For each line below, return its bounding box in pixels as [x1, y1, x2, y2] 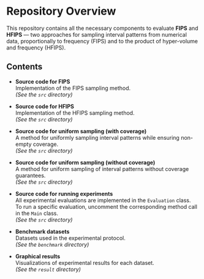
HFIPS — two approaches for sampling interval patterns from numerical [6, 31, 187, 38]
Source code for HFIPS [15, 103, 75, 110]
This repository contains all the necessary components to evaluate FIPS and [6, 24, 198, 32]
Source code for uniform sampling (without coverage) [15, 159, 156, 166]
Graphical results [15, 252, 61, 260]
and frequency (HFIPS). [6, 44, 66, 51]
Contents [6, 62, 43, 72]
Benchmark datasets [15, 228, 70, 235]
